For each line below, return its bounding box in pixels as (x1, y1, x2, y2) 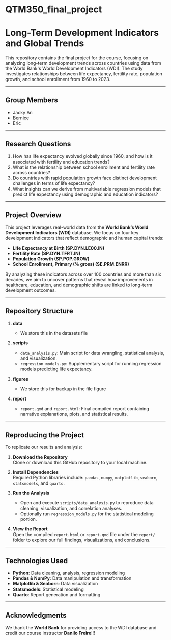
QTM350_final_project (5, 4, 102, 15)
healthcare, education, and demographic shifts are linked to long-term (5, 282, 153, 288)
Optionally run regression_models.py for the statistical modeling (20, 511, 154, 517)
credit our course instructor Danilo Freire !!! (5, 630, 95, 636)
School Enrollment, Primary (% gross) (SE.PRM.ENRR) (12, 261, 129, 267)
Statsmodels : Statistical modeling (12, 586, 84, 592)
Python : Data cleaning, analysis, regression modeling (12, 570, 125, 576)
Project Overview (5, 210, 62, 220)
